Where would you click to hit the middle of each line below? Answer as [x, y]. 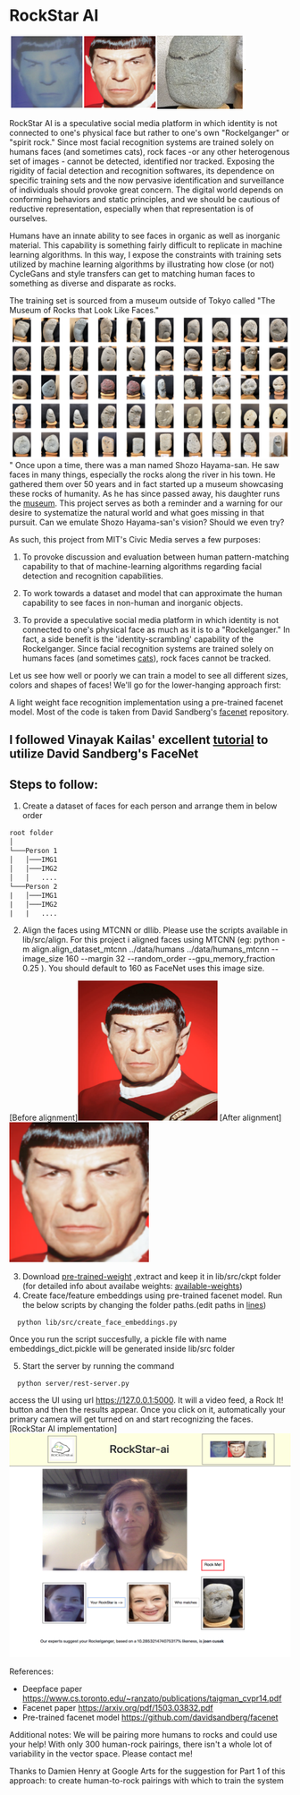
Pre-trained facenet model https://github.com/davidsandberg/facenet [150, 1718]
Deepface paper [52, 1689]
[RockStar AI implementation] [63, 1429]
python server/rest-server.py [73, 1384]
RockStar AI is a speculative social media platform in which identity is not [144, 123]
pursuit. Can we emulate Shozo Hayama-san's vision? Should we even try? [147, 522]
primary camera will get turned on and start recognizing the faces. [131, 1419]
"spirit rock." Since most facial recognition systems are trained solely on [142, 142]
